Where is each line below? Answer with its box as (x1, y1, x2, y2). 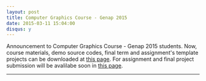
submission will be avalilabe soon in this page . (6, 62, 123, 69)
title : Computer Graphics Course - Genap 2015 (6, 15, 128, 21)
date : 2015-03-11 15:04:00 (6, 20, 75, 26)
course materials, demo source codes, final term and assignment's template (6, 49, 199, 57)
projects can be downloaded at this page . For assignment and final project (6, 55, 194, 63)
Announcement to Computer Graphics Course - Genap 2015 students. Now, (6, 43, 197, 50)
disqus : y (6, 26, 32, 32)
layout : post (6, 9, 40, 15)
